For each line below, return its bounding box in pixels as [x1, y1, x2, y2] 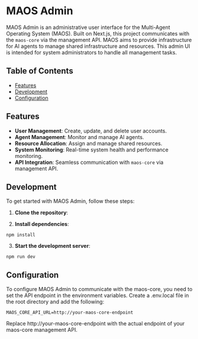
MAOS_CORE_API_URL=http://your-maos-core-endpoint [6, 309, 134, 316]
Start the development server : [14, 243, 90, 250]
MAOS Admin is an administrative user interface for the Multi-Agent [6, 24, 170, 31]
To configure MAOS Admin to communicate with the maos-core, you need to [6, 286, 193, 293]
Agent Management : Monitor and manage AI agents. [14, 133, 144, 140]
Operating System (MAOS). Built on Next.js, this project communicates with [6, 30, 190, 37]
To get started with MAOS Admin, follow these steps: [6, 198, 135, 205]
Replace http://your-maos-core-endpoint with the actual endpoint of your [6, 320, 185, 327]
